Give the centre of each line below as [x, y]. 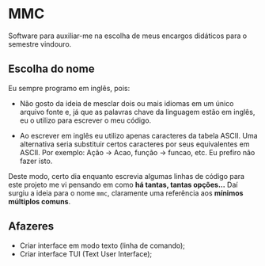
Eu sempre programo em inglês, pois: [69, 88]
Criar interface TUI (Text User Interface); [86, 253]
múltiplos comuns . [40, 201]
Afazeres [31, 226]
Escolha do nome [51, 69]
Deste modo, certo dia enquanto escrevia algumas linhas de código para [127, 176]
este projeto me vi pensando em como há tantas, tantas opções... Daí [123, 184]
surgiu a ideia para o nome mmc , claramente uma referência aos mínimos [126, 193]
